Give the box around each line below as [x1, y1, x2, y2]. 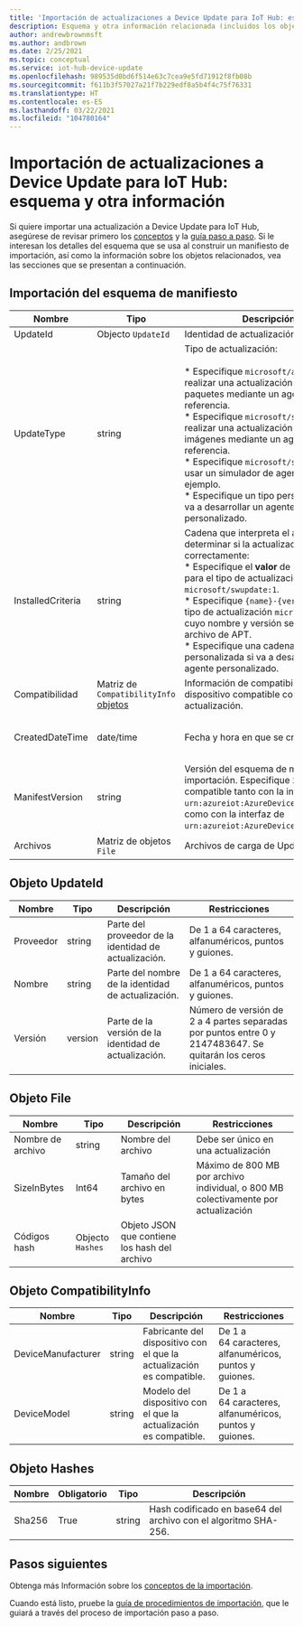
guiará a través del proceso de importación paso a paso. [9, 1607, 219, 1618]
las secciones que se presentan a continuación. [9, 259, 187, 271]
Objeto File [9, 1090, 72, 1107]
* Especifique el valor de [184, 560, 291, 573]
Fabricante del [142, 1325, 205, 1338]
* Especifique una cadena [184, 639, 296, 651]
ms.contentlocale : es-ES [9, 97, 103, 107]
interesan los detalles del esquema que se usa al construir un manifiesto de [9, 240, 290, 251]
